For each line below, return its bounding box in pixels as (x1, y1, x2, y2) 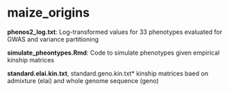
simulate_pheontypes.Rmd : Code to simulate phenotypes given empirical (7, 48, 220, 57)
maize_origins (7, 5, 90, 21)
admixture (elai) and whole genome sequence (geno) (7, 76, 160, 84)
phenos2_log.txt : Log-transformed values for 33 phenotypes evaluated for (7, 28, 223, 36)
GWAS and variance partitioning (7, 35, 99, 43)
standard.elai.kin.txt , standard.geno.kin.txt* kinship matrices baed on (7, 69, 209, 77)
